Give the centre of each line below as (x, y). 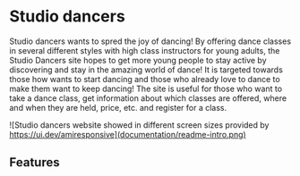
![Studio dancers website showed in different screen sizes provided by (139, 125)
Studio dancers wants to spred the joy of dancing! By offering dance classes (150, 41)
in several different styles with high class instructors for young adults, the (145, 50)
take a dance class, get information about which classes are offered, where (148, 98)
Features (34, 163)
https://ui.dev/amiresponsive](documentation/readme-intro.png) (128, 134)
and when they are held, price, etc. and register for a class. (118, 107)
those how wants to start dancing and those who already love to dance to (145, 79)
